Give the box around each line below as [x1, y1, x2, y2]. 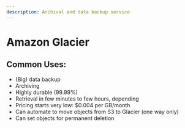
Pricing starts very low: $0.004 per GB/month [15, 101, 130, 108]
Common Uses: [6, 59, 67, 70]
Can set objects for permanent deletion [15, 114, 115, 122]
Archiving [15, 82, 40, 89]
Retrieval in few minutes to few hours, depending [15, 95, 139, 102]
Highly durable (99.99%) [15, 88, 78, 96]
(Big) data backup [15, 76, 61, 83]
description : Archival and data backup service [6, 9, 130, 15]
